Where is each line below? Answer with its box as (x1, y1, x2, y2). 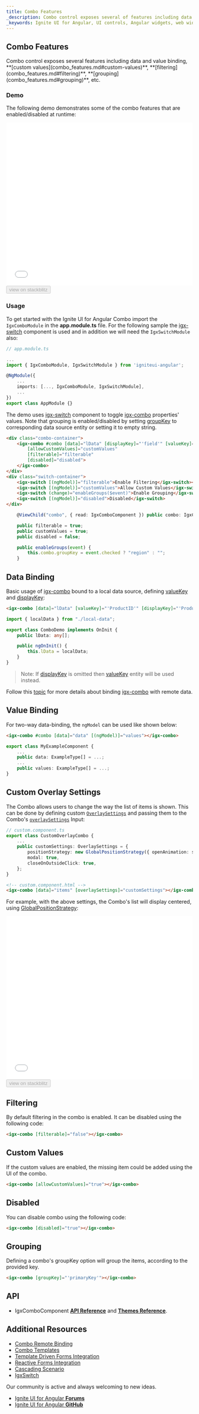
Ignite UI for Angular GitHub (14, 1401, 84, 1408)
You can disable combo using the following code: (6, 1213, 126, 1221)
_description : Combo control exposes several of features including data (6, 14, 192, 20)
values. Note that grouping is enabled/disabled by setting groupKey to (6, 417, 177, 424)
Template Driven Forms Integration (14, 1352, 99, 1359)
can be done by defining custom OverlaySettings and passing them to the (6, 809, 187, 816)
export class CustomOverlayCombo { (6, 832, 94, 838)
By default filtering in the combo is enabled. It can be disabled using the (6, 1114, 182, 1121)
